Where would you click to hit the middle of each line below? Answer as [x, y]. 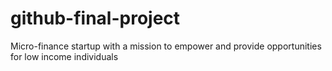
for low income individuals [64, 56]
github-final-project [95, 18]
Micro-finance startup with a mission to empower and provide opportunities [166, 46]
